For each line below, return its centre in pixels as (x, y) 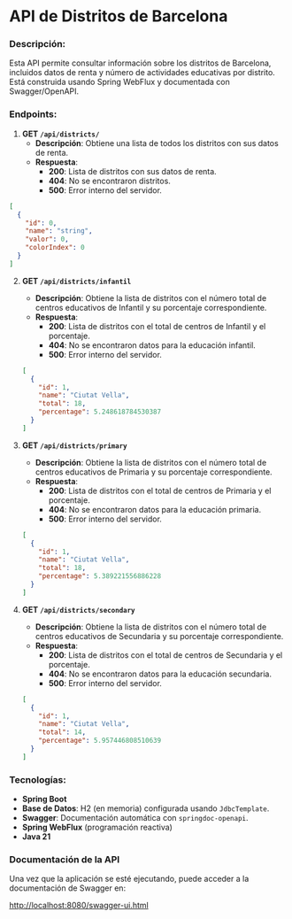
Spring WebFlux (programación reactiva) (97, 827)
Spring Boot (44, 799)
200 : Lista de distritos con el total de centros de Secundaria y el (165, 655)
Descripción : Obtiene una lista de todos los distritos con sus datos (157, 143)
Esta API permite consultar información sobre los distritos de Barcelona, (140, 63)
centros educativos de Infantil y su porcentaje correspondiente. (151, 307)
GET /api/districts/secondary (78, 609)
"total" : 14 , (62, 732)
